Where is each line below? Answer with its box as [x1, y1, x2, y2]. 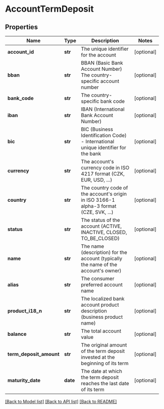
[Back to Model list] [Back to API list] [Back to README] [5, 399, 117, 404]
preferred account [81, 281, 123, 288]
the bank [81, 150, 102, 157]
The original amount [81, 342, 127, 348]
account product [81, 301, 119, 308]
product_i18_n [7, 308, 42, 314]
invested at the [81, 354, 115, 360]
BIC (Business [81, 126, 113, 133]
